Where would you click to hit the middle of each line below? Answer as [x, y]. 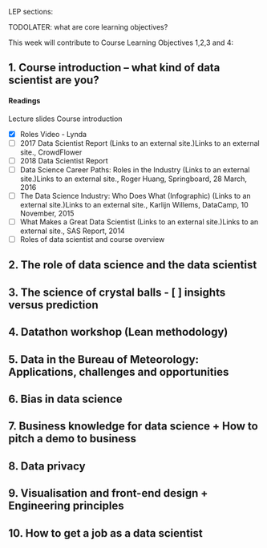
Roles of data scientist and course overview [92, 239]
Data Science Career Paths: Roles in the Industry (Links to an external [135, 169]
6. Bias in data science [65, 399]
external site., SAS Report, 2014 [73, 231]
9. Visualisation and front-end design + [108, 493]
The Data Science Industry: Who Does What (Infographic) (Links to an [135, 195]
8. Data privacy [47, 466]
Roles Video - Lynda [53, 134]
